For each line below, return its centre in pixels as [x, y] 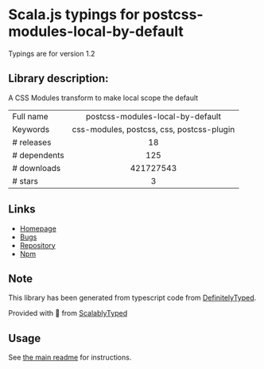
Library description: [58, 78]
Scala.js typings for [74, 15]
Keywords [31, 129]
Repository [37, 245]
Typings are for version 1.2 [52, 53]
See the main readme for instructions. [70, 357]
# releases [32, 142]
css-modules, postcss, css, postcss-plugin [153, 129]
